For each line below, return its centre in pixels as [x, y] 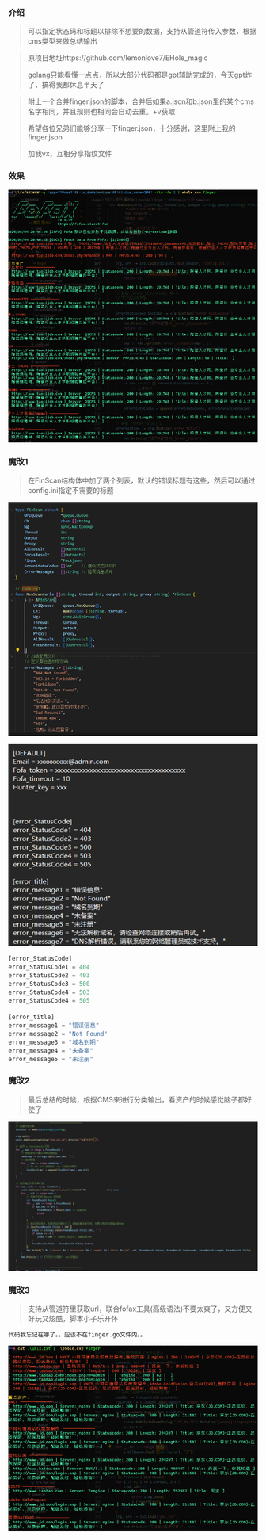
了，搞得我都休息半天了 [66, 85]
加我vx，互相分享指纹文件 [70, 154]
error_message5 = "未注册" [51, 1059]
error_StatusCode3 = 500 [49, 984]
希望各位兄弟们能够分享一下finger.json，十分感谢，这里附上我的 [131, 128]
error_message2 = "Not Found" [58, 1034]
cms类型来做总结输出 [62, 41]
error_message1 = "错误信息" [54, 1026]
